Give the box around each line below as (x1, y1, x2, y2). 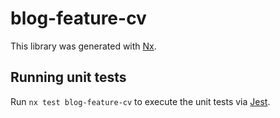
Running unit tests (10, 69, 127, 86)
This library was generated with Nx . (10, 40, 157, 52)
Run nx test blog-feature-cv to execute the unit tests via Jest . (10, 95, 271, 107)
